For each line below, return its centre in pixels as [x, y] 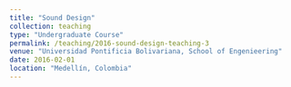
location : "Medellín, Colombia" [70, 69]
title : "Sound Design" [52, 18]
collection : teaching [50, 26]
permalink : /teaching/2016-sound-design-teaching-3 [109, 43]
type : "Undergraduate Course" [67, 34]
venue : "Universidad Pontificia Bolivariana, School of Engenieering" [146, 52]
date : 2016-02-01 [42, 60]
